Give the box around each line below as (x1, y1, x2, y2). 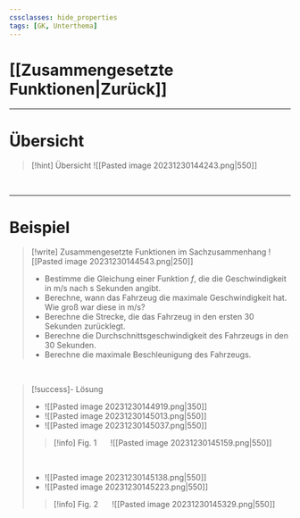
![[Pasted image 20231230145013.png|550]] (44, 411, 207, 422)
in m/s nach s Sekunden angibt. (44, 283, 162, 294)
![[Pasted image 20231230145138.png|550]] (44, 472, 207, 483)
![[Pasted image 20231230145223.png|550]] (44, 481, 208, 492)
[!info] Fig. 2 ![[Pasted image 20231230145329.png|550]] (53, 499, 276, 510)
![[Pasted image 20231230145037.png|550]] (44, 421, 208, 431)
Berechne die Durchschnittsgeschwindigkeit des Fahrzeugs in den (44, 330, 288, 341)
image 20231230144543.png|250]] (64, 256, 194, 267)
